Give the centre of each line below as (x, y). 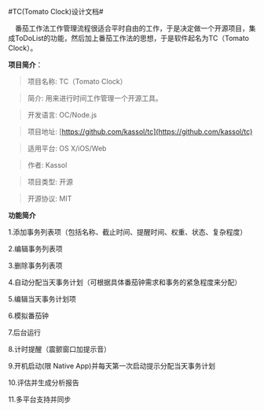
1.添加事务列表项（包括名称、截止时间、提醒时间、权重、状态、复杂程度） (128, 232)
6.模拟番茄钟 (29, 316)
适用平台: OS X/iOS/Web (67, 148)
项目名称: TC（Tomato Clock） (77, 81)
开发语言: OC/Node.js (62, 115)
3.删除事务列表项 (35, 265)
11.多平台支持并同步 (40, 399)
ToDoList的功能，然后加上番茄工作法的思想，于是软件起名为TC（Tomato (132, 38)
